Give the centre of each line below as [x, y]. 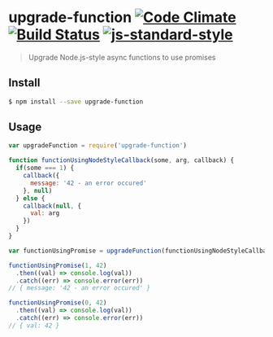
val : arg [45, 213]
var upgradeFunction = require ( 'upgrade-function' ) [97, 146]
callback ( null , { [52, 206]
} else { [30, 198]
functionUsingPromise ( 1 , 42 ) [58, 265]
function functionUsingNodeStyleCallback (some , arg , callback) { [121, 160]
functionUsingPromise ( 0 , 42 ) [58, 303]
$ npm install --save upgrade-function [76, 102]
